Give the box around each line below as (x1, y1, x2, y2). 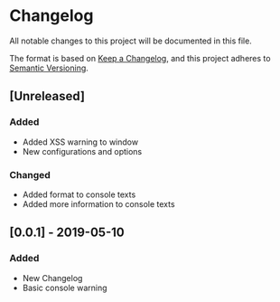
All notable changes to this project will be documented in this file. (9, 35, 253, 46)
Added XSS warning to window (22, 137, 138, 147)
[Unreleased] (9, 89, 86, 104)
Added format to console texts (22, 189, 136, 200)
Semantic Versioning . (9, 62, 89, 73)
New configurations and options (22, 146, 143, 156)
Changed (9, 168, 51, 181)
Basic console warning (22, 282, 107, 293)
